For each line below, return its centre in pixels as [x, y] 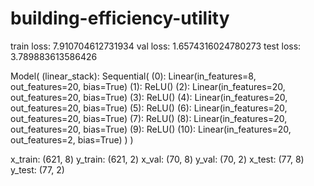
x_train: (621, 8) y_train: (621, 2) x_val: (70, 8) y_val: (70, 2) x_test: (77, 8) [157, 159]
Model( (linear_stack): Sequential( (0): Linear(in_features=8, [133, 76]
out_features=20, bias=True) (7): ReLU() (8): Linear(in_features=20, [149, 118]
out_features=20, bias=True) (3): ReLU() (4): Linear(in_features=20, [149, 97]
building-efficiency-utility [120, 18]
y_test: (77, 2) [37, 169]
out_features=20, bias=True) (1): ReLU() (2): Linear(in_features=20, [148, 86]
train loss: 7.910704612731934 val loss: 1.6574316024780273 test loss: [156, 46]
